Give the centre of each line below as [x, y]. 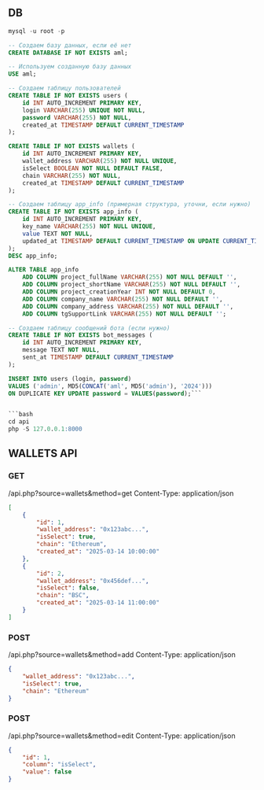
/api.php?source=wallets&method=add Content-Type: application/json [122, 655]
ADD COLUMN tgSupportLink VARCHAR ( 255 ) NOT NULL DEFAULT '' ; [125, 314]
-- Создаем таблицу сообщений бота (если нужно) [89, 328]
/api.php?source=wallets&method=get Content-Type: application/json [121, 493]
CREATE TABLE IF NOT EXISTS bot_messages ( [81, 335]
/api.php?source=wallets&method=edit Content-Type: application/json [122, 736]
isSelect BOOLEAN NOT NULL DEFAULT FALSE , [93, 168]
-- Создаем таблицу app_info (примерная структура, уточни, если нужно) [130, 205]
